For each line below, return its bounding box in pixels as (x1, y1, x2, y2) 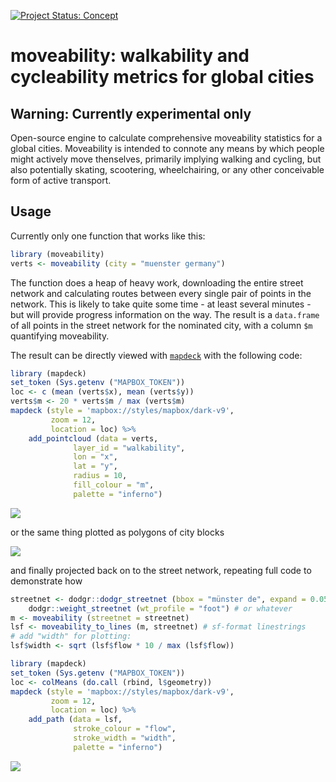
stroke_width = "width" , (73, 733, 177, 744)
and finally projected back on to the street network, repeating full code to (10, 564, 312, 576)
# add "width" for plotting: (10, 631, 132, 642)
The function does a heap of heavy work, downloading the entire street (10, 276, 304, 289)
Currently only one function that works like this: (10, 230, 206, 242)
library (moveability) (10, 249, 105, 259)
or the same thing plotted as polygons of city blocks (10, 526, 225, 538)
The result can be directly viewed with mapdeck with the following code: (10, 349, 303, 361)
